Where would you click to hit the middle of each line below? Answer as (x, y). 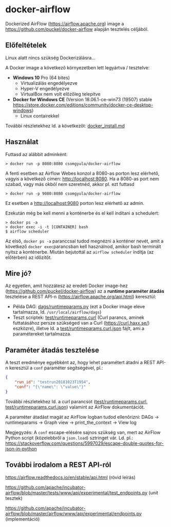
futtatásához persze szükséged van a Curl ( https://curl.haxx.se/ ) (81, 323)
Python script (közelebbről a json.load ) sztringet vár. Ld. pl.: (69, 438)
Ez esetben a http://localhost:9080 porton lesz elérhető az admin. (75, 203)
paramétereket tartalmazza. (42, 334)
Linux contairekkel (40, 116)
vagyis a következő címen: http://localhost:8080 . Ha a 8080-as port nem (82, 179)
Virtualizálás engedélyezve (49, 83)
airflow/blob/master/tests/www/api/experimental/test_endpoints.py (77, 493)
